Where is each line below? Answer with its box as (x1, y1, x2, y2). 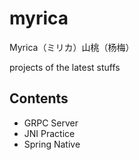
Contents (9, 90, 69, 107)
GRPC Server (23, 117, 79, 129)
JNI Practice (23, 127, 76, 139)
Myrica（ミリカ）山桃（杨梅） (9, 41, 135, 53)
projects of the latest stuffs (9, 61, 121, 73)
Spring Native (23, 138, 81, 150)
